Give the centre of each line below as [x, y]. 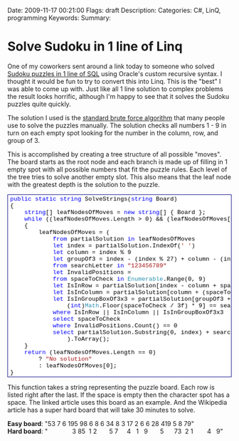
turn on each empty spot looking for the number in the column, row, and [113, 133]
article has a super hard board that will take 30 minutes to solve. [101, 410]
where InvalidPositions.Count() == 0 [115, 325]
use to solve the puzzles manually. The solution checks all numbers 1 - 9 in [117, 125]
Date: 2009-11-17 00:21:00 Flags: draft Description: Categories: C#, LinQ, [114, 10]
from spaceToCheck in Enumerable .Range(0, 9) [129, 279]
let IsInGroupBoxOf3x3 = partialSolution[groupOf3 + [142, 299]
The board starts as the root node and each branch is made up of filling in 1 [117, 161]
